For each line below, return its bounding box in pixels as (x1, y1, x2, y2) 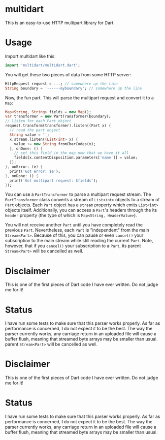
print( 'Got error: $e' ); (9, 169, 61, 174)
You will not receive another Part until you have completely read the (5, 222, 143, 228)
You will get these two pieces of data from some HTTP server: (5, 71, 132, 77)
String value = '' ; (9, 132, 50, 137)
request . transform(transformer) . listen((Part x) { (5, 123, 111, 128)
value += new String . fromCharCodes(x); (14, 141, 96, 146)
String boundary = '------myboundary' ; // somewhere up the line (5, 86, 142, 91)
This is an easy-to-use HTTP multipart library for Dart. (5, 20, 115, 26)
